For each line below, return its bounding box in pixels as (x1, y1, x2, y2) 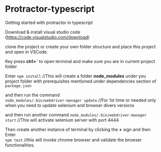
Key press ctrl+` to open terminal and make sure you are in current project (5, 58, 155, 64)
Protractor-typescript (5, 3, 94, 15)
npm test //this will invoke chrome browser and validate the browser (5, 137, 142, 143)
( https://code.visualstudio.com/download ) (5, 34, 90, 40)
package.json (5, 83, 32, 88)
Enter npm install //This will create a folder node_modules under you (5, 73, 146, 79)
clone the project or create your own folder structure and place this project (5, 43, 156, 49)
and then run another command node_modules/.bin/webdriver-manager (5, 111, 147, 118)
